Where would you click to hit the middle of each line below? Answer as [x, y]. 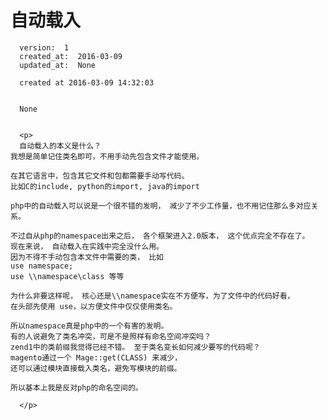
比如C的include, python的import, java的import [105, 186]
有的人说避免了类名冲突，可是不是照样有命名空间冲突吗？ [111, 336]
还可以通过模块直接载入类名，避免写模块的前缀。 [96, 368]
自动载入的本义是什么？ [60, 146]
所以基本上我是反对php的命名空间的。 [76, 387]
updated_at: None [58, 65]
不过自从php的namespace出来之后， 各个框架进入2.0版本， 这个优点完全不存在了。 [160, 236]
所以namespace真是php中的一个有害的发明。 [89, 326]
